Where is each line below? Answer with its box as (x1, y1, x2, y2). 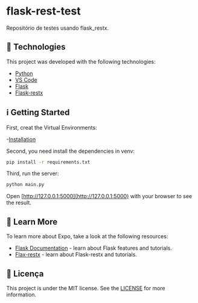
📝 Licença (6, 268, 44, 279)
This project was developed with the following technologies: (6, 58, 156, 65)
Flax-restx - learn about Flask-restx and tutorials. (14, 251, 138, 258)
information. (6, 291, 37, 298)
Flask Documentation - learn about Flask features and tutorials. (14, 244, 172, 252)
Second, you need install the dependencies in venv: (6, 147, 135, 155)
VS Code (14, 76, 37, 83)
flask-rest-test (6, 4, 81, 18)
